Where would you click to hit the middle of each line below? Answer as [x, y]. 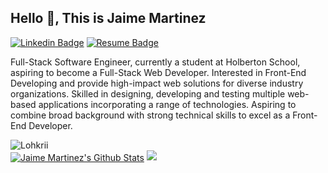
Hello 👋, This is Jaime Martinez [108, 18]
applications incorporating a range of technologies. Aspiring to [167, 104]
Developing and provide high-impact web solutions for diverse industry [157, 83]
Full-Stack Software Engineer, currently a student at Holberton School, [155, 62]
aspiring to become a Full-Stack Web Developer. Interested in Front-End [158, 72]
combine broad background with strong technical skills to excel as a [150, 115]
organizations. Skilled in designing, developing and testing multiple [148, 93]
